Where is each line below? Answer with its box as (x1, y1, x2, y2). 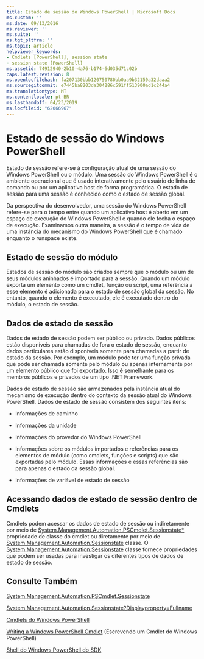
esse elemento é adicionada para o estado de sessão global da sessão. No (6, 287, 194, 295)
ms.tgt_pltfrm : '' (6, 37, 53, 43)
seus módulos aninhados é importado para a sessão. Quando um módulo (6, 275, 190, 282)
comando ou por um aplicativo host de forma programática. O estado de (6, 184, 188, 191)
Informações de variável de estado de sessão (15, 476, 130, 484)
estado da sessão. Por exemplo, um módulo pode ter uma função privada (6, 354, 191, 361)
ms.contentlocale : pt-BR (6, 94, 69, 100)
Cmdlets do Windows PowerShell (6, 616, 90, 623)
